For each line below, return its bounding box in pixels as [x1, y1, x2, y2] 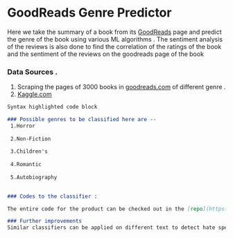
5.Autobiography [10, 174, 58, 181]
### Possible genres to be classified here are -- [7, 116, 157, 123]
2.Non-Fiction [10, 135, 51, 143]
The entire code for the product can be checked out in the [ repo [7, 205, 203, 212]
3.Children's [10, 148, 49, 155]
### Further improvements [7, 218, 82, 225]
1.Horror [10, 122, 36, 129]
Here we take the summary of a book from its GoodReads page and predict [7, 28, 222, 36]
